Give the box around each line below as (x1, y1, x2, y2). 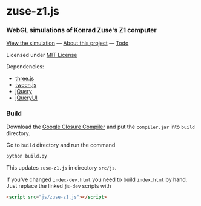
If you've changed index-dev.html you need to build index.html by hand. (6, 176, 188, 183)
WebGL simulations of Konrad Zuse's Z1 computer (6, 26, 157, 35)
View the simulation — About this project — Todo (6, 39, 129, 47)
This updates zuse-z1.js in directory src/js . (6, 164, 117, 171)
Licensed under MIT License (6, 51, 77, 59)
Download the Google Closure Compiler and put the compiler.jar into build (6, 123, 196, 130)
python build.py (6, 153, 47, 159)
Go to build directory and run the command (6, 141, 116, 148)
